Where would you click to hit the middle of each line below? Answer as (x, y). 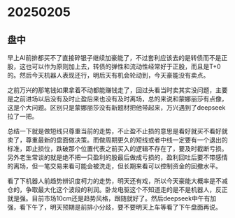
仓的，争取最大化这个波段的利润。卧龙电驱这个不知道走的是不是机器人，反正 (117, 190)
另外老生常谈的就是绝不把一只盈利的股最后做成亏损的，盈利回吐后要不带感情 (117, 157)
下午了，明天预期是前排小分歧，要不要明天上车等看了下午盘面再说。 (123, 207)
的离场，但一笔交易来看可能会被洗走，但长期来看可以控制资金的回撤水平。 (114, 166)
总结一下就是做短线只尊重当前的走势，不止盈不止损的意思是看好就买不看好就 (117, 131)
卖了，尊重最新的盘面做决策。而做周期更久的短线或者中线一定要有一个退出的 (117, 140)
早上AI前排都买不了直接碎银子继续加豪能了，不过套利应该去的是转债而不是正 (117, 58)
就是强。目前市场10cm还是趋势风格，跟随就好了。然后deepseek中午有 (109, 198)
